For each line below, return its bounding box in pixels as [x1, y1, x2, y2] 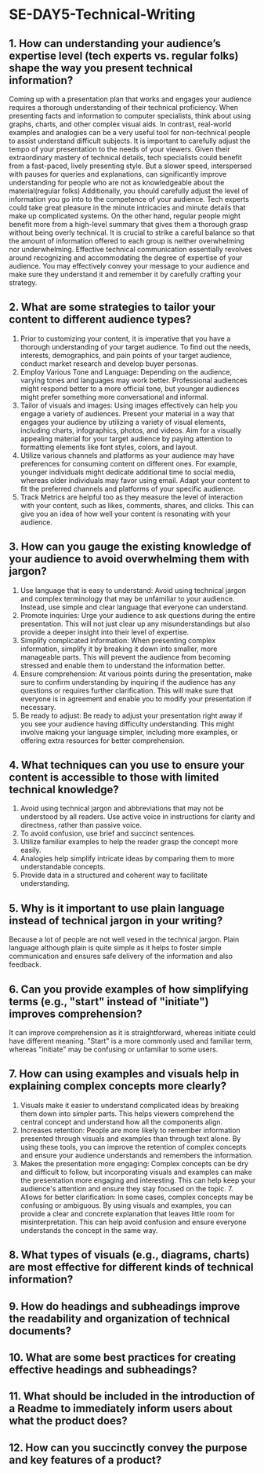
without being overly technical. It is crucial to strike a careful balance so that [9, 228, 255, 237]
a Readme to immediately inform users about [9, 1402, 233, 1415]
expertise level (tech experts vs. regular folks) [9, 49, 239, 62]
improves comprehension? [9, 1007, 143, 1020]
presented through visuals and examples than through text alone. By [20, 1133, 241, 1143]
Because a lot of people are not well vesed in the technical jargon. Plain [9, 935, 240, 944]
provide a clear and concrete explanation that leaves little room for [20, 1209, 235, 1218]
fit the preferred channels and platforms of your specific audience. [20, 484, 236, 493]
